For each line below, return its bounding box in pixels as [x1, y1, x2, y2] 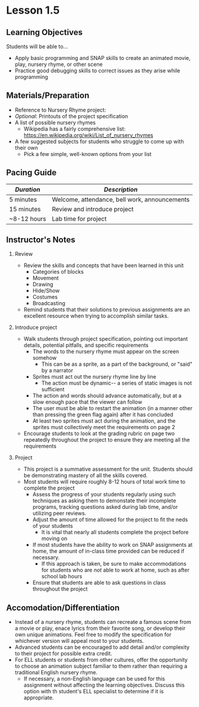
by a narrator [41, 367, 73, 374]
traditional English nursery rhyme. [14, 669, 98, 676]
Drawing [32, 281, 53, 288]
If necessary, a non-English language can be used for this [23, 675, 165, 683]
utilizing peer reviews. [32, 510, 87, 517]
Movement [32, 274, 59, 282]
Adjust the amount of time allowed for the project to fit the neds [32, 516, 188, 523]
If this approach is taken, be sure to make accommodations [41, 560, 187, 567]
